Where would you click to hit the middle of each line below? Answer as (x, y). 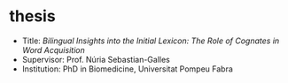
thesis (32, 16)
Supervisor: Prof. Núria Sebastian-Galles (96, 59)
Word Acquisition (54, 49)
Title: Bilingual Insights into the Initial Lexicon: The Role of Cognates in (151, 41)
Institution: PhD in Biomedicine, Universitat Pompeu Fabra (127, 69)
